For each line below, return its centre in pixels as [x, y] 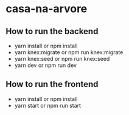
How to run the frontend [52, 84]
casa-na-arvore [47, 9]
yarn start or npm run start [48, 105]
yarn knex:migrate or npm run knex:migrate [69, 52]
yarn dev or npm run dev [46, 65]
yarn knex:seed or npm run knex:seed [62, 59]
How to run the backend [52, 31]
